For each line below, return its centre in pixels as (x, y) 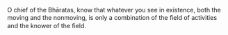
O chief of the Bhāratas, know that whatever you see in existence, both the (114, 10)
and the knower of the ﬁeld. (47, 26)
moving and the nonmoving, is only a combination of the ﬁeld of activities (112, 17)
